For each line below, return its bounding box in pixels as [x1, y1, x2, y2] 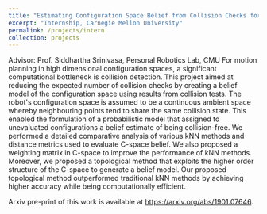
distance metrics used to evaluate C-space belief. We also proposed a [8, 139, 238, 149]
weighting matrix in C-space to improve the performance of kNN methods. [8, 148, 252, 158]
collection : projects [8, 33, 80, 42]
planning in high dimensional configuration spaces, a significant [8, 64, 217, 74]
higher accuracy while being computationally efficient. [8, 182, 187, 191]
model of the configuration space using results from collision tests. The [8, 89, 242, 99]
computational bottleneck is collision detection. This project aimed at [8, 72, 234, 82]
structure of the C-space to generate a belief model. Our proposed [8, 165, 226, 174]
